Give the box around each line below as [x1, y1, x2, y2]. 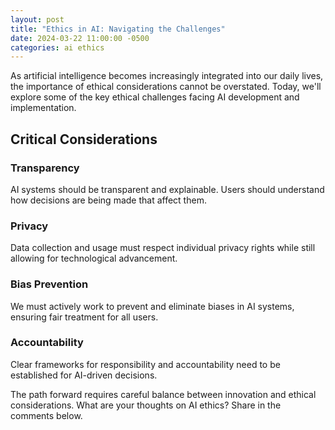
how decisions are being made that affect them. [10, 194, 207, 206]
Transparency [10, 161, 80, 175]
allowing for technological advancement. [10, 252, 178, 265]
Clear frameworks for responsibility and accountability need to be [10, 358, 281, 370]
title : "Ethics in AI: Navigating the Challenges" [10, 24, 226, 34]
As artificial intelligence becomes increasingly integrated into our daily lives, [10, 70, 324, 82]
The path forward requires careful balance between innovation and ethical [10, 388, 317, 400]
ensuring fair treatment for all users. [10, 311, 159, 323]
